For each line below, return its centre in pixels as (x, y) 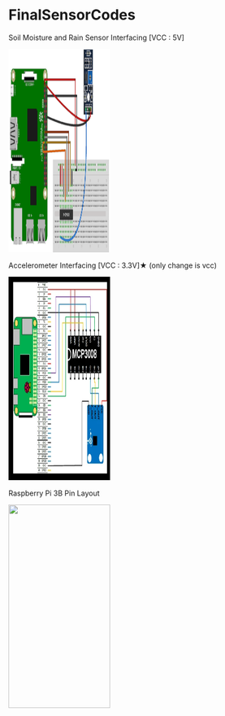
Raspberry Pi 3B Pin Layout (54, 493)
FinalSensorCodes (72, 15)
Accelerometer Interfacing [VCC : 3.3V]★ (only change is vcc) (113, 265)
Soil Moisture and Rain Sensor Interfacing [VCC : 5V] (97, 37)
